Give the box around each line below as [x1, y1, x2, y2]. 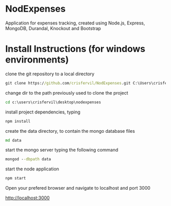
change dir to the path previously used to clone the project [5, 90, 128, 96]
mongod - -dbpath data [5, 157, 51, 162]
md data [5, 138, 22, 143]
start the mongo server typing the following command [5, 147, 119, 153]
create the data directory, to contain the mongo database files [5, 128, 135, 134]
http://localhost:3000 [5, 195, 50, 201]
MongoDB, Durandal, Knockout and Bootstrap [5, 25, 101, 31]
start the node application [5, 166, 60, 172]
